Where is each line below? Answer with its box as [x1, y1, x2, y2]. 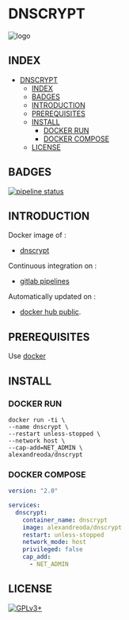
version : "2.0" [8, 487, 59, 496]
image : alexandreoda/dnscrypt [22, 523, 123, 531]
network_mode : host [22, 538, 87, 546]
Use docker [8, 351, 46, 361]
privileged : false [22, 545, 83, 553]
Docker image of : [8, 231, 66, 240]
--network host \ [8, 437, 66, 445]
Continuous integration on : [8, 261, 97, 270]
